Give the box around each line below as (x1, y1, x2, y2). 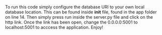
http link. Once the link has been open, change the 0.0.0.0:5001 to (5, 19, 138, 25)
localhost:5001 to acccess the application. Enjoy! (5, 24, 104, 30)
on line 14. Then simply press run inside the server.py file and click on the (5, 14, 153, 20)
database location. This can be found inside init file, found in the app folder (5, 9, 157, 15)
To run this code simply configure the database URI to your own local (5, 4, 145, 10)
